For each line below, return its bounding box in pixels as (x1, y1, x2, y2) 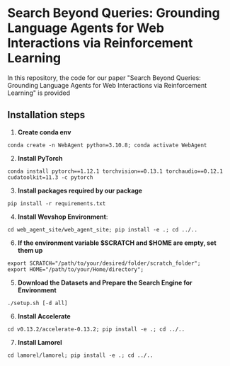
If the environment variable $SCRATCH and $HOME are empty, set (17, 239, 217, 247)
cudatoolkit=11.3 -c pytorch (7, 173, 93, 181)
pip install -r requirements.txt (7, 200, 106, 207)
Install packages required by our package (17, 186, 143, 195)
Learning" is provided (7, 88, 71, 97)
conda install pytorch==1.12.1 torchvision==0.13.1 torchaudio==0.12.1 (7, 168, 223, 175)
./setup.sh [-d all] (7, 299, 69, 307)
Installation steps (7, 109, 86, 121)
